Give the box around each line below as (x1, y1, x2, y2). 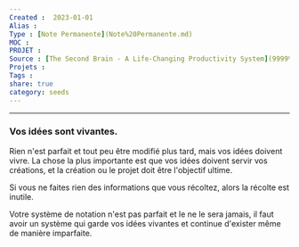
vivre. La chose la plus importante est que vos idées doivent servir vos (9, 155, 269, 166)
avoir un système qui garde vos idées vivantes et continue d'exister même (9, 218, 282, 228)
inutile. (9, 191, 34, 202)
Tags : (9, 71, 34, 80)
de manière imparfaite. (9, 227, 93, 238)
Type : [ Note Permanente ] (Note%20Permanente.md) (9, 29, 193, 38)
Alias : (9, 21, 38, 30)
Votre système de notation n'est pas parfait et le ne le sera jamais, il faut (9, 209, 274, 219)
